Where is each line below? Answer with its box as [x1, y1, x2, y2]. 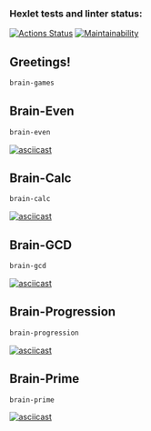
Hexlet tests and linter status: [9, 7, 143, 20]
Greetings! [9, 54, 71, 70]
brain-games [9, 78, 55, 88]
